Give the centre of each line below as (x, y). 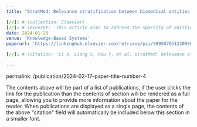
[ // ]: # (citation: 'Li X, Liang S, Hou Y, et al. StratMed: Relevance (95, 54)
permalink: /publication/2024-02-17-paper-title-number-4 (76, 76)
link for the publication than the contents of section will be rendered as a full (98, 94)
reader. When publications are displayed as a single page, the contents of (95, 106)
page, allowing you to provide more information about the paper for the (92, 99)
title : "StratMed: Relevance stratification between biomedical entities (98, 11)
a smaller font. (23, 118)
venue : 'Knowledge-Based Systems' (48, 39)
